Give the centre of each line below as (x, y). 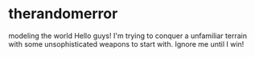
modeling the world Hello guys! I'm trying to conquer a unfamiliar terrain (128, 36)
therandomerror (63, 14)
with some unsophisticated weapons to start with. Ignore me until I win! (126, 44)
